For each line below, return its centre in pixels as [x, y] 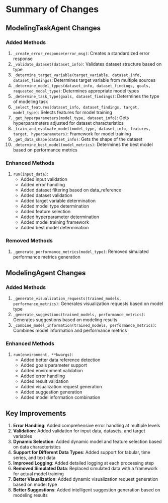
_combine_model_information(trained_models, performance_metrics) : [85, 325]
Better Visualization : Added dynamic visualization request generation [86, 479]
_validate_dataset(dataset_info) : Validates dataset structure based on [87, 64]
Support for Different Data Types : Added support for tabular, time [81, 452]
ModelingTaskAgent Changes [53, 28]
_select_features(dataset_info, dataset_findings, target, [76, 107]
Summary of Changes [52, 9]
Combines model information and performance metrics [70, 331]
